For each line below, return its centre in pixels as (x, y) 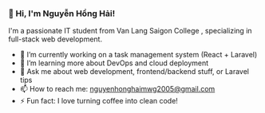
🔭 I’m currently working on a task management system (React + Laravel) (138, 55)
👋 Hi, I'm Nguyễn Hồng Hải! (62, 14)
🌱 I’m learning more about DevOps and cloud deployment (114, 63)
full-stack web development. (55, 39)
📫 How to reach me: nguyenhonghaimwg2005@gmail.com (117, 89)
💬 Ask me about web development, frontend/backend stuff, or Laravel (134, 72)
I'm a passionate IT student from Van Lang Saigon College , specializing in (131, 31)
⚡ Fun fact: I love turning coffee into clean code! (99, 101)
